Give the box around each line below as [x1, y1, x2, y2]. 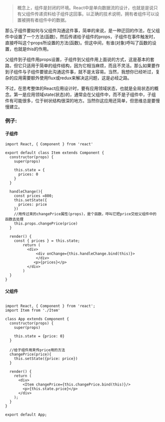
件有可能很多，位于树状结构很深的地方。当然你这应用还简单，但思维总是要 [5, 98, 156, 103]
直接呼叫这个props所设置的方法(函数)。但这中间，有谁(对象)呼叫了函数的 [5, 40, 152, 46]
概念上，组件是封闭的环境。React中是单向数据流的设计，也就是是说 [17, 5, 154, 10]
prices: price [18, 202, 48, 207]
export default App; [5, 412, 48, 418]
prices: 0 [18, 172, 38, 177]
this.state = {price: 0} [14, 334, 65, 339]
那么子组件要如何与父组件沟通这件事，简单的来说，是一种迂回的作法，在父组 [5, 28, 160, 33]
